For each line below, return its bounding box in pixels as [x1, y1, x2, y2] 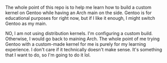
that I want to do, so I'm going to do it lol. [5, 52, 91, 58]
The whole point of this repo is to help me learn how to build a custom [5, 5, 152, 10]
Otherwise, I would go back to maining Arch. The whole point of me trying [5, 36, 160, 42]
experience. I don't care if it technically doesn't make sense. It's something [5, 47, 162, 52]
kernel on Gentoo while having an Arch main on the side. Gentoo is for [5, 10, 152, 16]
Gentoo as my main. [5, 20, 47, 26]
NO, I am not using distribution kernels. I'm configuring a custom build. [5, 30, 153, 36]
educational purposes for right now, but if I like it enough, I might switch [5, 15, 155, 21]
